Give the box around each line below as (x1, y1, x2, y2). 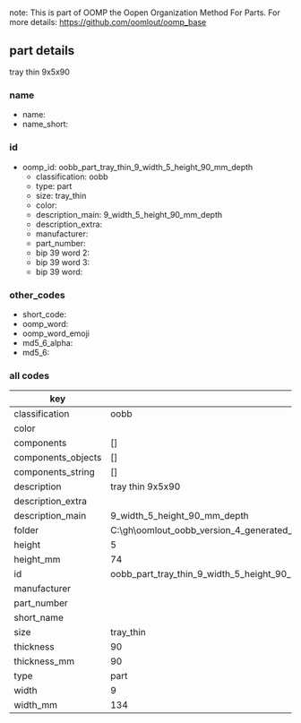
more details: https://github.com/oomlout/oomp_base (9, 17, 207, 28)
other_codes (9, 288, 65, 301)
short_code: (21, 308, 67, 320)
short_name (13, 612, 64, 624)
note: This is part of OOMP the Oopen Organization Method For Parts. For (9, 7, 280, 18)
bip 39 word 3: (35, 256, 90, 267)
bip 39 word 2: (35, 247, 90, 258)
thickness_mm (13, 655, 75, 667)
